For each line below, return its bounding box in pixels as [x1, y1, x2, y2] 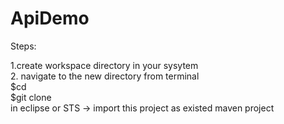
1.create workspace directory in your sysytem [10, 59, 199, 71]
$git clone [10, 91, 52, 103]
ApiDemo [10, 7, 90, 30]
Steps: [10, 40, 37, 52]
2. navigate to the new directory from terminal [10, 70, 200, 82]
